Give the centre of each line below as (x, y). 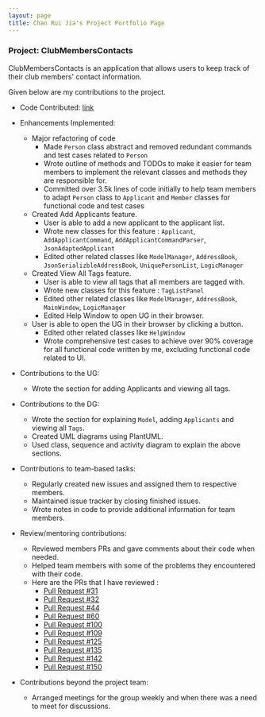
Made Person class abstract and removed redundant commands (148, 146)
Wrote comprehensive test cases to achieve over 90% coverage (148, 341)
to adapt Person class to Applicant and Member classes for (137, 197)
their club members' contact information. (75, 76)
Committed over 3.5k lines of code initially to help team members (150, 188)
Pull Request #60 (71, 616)
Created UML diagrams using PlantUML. (98, 436)
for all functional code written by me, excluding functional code (147, 349)
